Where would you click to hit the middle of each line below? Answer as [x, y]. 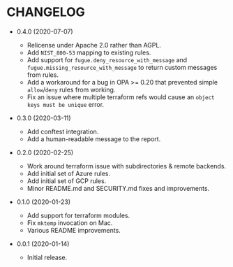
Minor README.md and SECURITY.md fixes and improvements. [118, 188]
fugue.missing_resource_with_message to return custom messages [122, 67]
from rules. [43, 75]
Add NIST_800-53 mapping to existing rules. [89, 52]
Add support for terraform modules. [78, 215]
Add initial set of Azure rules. [69, 173]
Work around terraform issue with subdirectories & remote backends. [127, 166]
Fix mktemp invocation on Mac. [70, 223]
